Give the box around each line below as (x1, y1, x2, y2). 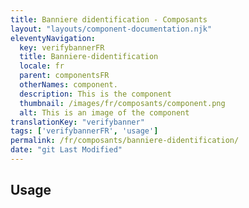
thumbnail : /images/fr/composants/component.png (19, 98, 226, 108)
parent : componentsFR (19, 71, 110, 81)
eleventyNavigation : (10, 33, 97, 43)
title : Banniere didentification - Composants (10, 14, 208, 25)
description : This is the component (19, 89, 172, 99)
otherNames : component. (19, 80, 118, 90)
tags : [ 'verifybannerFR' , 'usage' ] (10, 126, 159, 136)
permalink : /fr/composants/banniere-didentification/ (10, 136, 240, 146)
